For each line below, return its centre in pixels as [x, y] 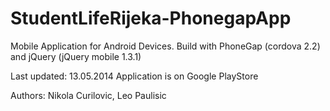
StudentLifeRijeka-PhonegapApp [151, 18]
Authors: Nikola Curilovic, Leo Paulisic [88, 95]
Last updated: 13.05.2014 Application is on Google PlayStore [134, 76]
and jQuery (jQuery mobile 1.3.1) [76, 56]
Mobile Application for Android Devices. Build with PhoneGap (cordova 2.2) [165, 46]
